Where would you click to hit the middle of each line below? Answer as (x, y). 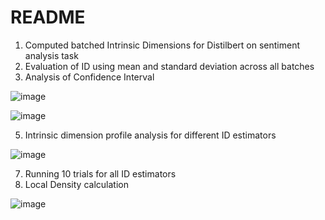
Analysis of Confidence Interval (89, 77)
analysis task (51, 55)
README (48, 17)
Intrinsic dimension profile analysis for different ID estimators (150, 135)
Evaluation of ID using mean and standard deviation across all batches (169, 66)
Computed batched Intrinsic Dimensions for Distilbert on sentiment (162, 45)
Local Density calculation (76, 184)
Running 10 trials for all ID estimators (100, 173)
